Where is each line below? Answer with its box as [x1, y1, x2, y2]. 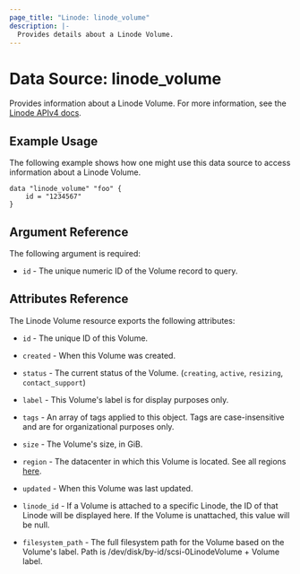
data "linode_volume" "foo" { [9, 185, 123, 194]
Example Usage [9, 134, 99, 149]
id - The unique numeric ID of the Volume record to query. [21, 265, 238, 276]
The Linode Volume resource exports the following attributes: [9, 315, 236, 326]
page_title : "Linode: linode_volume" [9, 13, 150, 22]
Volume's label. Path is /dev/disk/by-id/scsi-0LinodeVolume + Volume [21, 546, 280, 557]
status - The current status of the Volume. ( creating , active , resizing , [21, 367, 284, 378]
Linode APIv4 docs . [9, 108, 82, 118]
